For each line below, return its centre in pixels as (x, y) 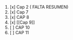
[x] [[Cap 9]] (22, 22)
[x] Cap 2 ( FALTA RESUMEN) (39, 7)
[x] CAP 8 (19, 17)
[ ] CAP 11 (19, 33)
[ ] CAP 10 (20, 27)
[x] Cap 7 (19, 12)
